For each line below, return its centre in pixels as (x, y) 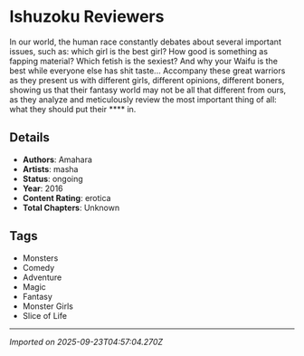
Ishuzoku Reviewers (87, 17)
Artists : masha (50, 168)
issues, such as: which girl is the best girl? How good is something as (139, 51)
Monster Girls (48, 306)
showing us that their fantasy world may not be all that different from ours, (148, 90)
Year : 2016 (43, 188)
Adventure (42, 277)
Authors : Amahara (57, 159)
